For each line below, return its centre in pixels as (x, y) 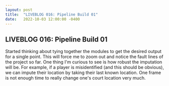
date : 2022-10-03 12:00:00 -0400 (43, 19)
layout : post (19, 10)
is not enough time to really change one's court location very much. (75, 78)
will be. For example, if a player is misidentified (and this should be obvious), (84, 67)
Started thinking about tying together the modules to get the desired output (83, 51)
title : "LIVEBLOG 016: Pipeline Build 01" (52, 14)
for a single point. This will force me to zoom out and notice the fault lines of (84, 57)
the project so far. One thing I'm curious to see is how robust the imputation (84, 62)
